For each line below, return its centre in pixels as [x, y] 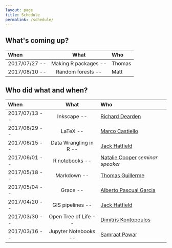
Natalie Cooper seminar [129, 157]
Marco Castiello [119, 131]
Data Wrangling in [72, 143]
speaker [110, 164]
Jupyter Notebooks [72, 231]
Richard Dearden [121, 116]
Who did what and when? [47, 90]
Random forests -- [79, 72]
